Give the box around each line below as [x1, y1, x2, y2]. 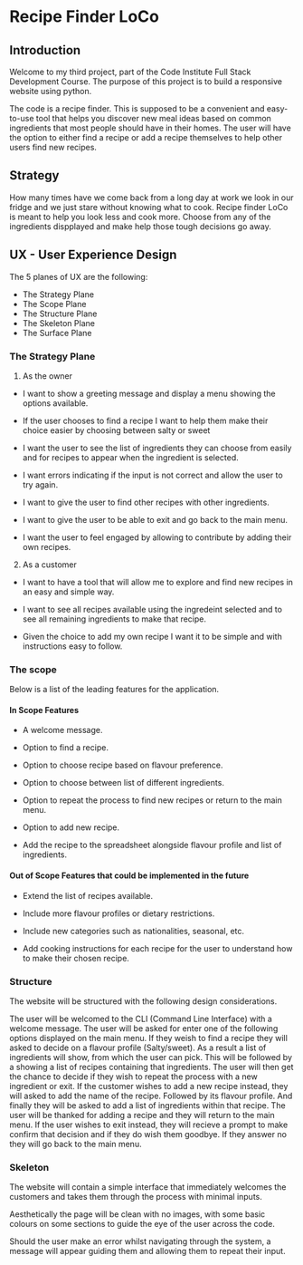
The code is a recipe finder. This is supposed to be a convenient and [9, 103, 265, 114]
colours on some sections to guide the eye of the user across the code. [9, 1219, 276, 1230]
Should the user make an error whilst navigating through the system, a [9, 1236, 271, 1247]
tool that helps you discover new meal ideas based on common [35, 113, 271, 123]
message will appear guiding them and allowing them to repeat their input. [9, 1246, 287, 1257]
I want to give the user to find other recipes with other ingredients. [22, 497, 270, 507]
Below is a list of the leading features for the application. [9, 684, 220, 695]
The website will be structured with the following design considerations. [9, 995, 278, 1007]
